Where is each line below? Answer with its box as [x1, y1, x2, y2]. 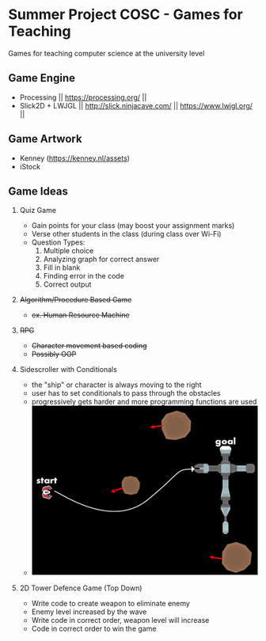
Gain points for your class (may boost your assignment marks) [31, 221, 235, 230]
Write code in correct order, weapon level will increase [31, 615, 210, 624]
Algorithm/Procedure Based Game [19, 295, 132, 305]
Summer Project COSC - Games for [8, 6, 243, 24]
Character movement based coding [31, 341, 148, 351]
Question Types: [31, 237, 85, 247]
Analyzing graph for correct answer [43, 255, 160, 264]
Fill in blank [43, 263, 81, 272]
